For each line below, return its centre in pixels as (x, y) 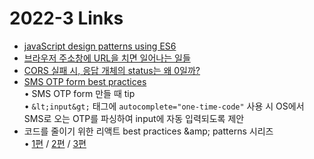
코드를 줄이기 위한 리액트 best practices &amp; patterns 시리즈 (148, 131)
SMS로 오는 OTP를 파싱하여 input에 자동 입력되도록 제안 (134, 118)
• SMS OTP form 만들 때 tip (79, 93)
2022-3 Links (66, 18)
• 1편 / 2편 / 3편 (55, 143)
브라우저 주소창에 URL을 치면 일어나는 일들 (107, 58)
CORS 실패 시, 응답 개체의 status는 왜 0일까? (112, 70)
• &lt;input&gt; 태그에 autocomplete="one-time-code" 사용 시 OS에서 (164, 106)
